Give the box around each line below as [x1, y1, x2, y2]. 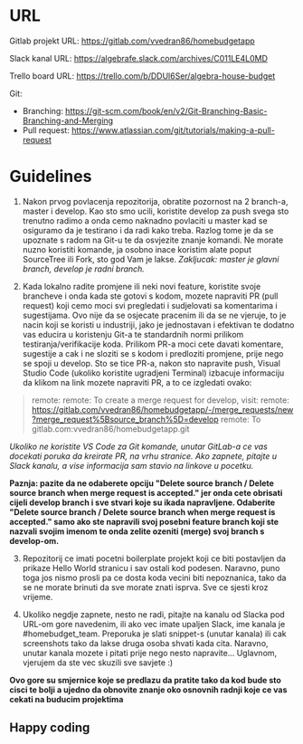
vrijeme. [22, 591, 53, 602]
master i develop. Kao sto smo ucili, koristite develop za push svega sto [22, 205, 289, 216]
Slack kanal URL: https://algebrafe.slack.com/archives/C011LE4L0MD [9, 52, 269, 63]
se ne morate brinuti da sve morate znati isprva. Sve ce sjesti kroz [22, 581, 269, 593]
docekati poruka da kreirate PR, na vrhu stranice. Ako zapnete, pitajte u [9, 450, 278, 462]
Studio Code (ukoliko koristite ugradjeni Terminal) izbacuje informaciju [22, 367, 285, 378]
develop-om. [9, 535, 60, 546]
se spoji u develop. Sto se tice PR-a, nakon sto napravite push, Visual [22, 358, 280, 368]
